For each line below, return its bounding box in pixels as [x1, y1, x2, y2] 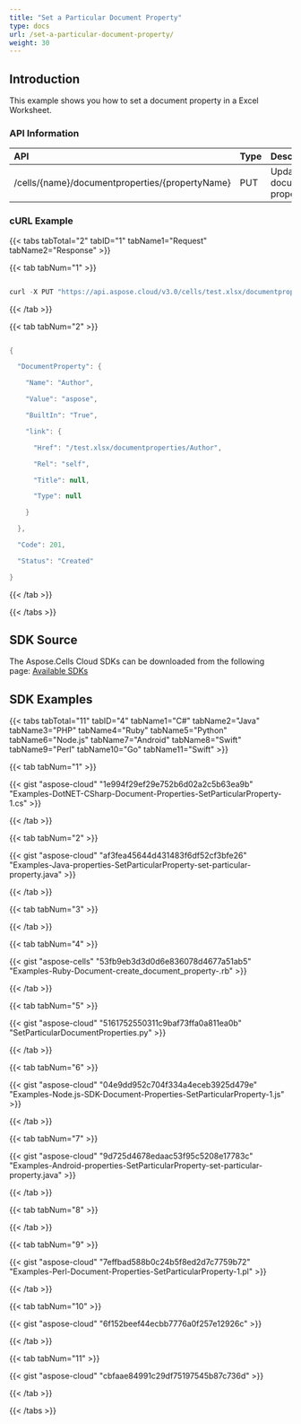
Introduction [9, 71, 81, 86]
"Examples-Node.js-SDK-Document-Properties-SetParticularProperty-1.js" [9, 1089, 285, 1100]
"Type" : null [32, 492, 82, 501]
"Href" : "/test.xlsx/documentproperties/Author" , [32, 443, 222, 452]
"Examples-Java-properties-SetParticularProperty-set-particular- [9, 860, 252, 870]
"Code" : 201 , [17, 540, 66, 550]
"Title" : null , [32, 476, 90, 485]
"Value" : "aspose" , [25, 395, 99, 404]
